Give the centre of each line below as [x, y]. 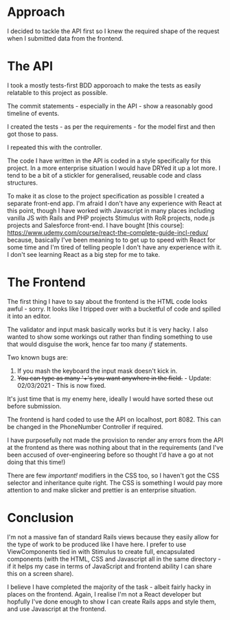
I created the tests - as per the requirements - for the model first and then [111, 126]
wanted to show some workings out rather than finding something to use [110, 337]
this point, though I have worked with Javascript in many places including [111, 210]
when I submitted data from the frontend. [65, 38]
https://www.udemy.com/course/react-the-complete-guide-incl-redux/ [108, 232]
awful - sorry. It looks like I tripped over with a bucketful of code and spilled [114, 309]
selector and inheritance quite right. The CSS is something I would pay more [115, 482]
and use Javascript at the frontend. [57, 609]
